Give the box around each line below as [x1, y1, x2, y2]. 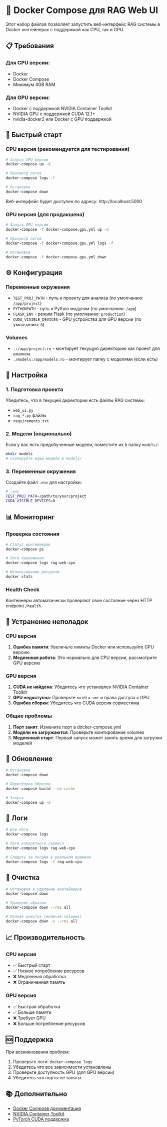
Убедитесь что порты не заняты [12, 1074, 81, 1080]
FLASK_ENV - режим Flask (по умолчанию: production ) [12, 311, 125, 317]
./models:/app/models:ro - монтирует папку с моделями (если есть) [12, 356, 158, 362]
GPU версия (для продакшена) [5, 211, 84, 218]
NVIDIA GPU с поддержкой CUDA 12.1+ [12, 111, 95, 117]
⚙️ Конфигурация [5, 268, 62, 277]
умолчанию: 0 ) [12, 322, 44, 328]
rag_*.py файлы [12, 412, 46, 419]
